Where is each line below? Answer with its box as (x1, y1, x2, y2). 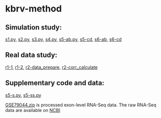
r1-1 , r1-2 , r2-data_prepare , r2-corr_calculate (5, 64, 98, 70)
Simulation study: (5, 23, 62, 32)
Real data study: (5, 51, 58, 59)
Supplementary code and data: (5, 79, 105, 87)
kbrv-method (5, 3, 62, 15)
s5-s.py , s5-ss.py (5, 92, 42, 98)
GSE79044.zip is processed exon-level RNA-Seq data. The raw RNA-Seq (5, 101, 157, 108)
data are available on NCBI (5, 107, 60, 113)
